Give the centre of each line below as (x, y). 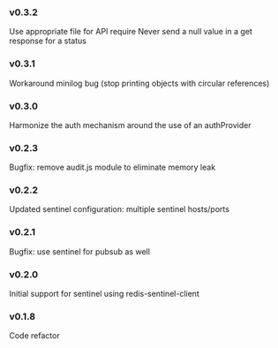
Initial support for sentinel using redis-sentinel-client (105, 294)
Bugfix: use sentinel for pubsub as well (79, 251)
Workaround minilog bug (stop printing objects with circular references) (139, 83)
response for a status (48, 41)
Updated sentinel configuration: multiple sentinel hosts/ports (119, 209)
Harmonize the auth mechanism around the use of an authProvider (130, 125)
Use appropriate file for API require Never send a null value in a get (131, 32)
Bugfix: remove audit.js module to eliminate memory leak (113, 167)
